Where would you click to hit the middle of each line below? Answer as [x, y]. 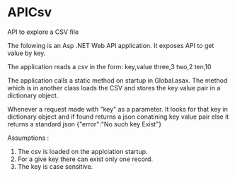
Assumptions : [28, 138]
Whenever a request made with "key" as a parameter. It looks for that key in [117, 109]
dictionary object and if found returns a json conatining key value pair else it [118, 117]
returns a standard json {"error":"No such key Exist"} [84, 124]
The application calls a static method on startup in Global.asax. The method [117, 80]
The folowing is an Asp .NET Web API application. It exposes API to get [111, 45]
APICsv [30, 12]
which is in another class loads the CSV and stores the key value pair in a [114, 88]
